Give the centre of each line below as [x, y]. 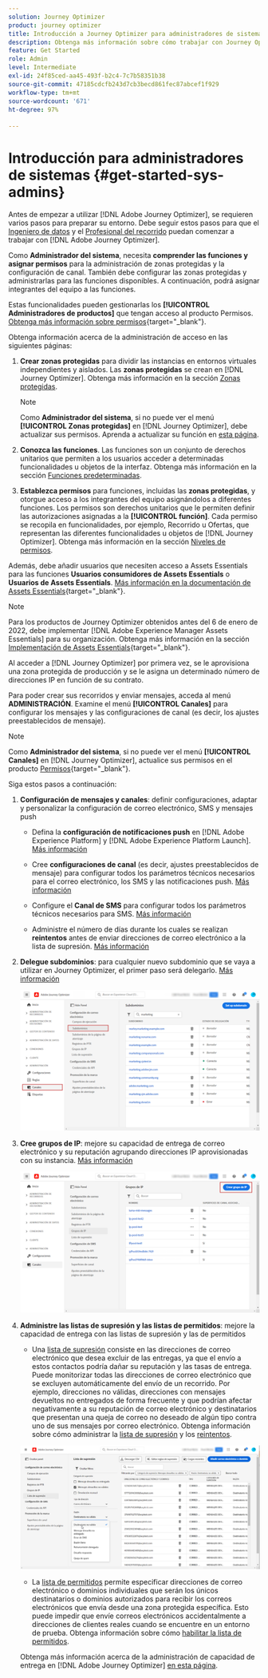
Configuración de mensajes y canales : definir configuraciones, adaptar [138, 800]
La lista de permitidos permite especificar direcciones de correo [137, 1581]
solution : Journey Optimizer [57, 17]
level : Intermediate [43, 68]
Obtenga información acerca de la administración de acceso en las [118, 337]
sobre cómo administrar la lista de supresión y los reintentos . [132, 1434]
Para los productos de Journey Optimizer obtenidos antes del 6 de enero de [133, 622]
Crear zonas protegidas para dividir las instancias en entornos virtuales [138, 361]
